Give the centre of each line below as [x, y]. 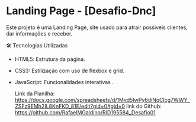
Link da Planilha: [35, 94]
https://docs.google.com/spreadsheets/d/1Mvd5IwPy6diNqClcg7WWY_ [102, 99]
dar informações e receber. [39, 33]
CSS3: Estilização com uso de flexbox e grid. [69, 70]
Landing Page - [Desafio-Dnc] [81, 11]
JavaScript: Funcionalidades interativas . [64, 82]
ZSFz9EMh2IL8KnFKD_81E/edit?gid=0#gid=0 [70, 106]
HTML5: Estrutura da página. [50, 59]
